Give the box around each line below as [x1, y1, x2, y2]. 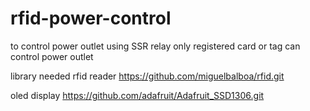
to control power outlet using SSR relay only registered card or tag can [10, 40, 301, 52]
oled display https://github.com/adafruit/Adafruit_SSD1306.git [10, 89, 265, 101]
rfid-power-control [10, 7, 172, 30]
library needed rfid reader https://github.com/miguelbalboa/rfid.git [10, 70, 285, 82]
